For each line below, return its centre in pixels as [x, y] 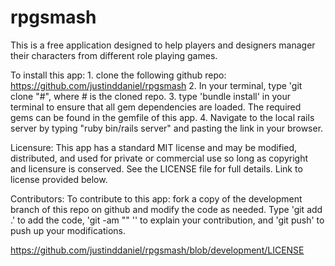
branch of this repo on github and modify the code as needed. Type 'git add [166, 209]
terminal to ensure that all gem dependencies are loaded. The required [156, 107]
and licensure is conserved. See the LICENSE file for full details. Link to [156, 168]
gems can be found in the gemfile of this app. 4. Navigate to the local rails [162, 117]
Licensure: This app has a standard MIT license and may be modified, [154, 147]
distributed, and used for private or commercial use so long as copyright [159, 158]
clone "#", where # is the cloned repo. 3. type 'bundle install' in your [150, 96]
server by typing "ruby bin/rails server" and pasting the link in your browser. [167, 128]
